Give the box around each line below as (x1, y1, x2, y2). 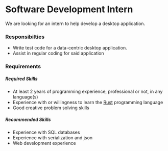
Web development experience (12, 140, 76, 146)
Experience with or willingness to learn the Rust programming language (12, 99, 163, 106)
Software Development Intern (5, 4, 133, 15)
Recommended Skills (5, 116, 51, 122)
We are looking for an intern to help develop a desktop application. (5, 20, 146, 27)
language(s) (12, 94, 38, 100)
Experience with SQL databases (12, 129, 80, 136)
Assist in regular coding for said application (12, 50, 104, 57)
